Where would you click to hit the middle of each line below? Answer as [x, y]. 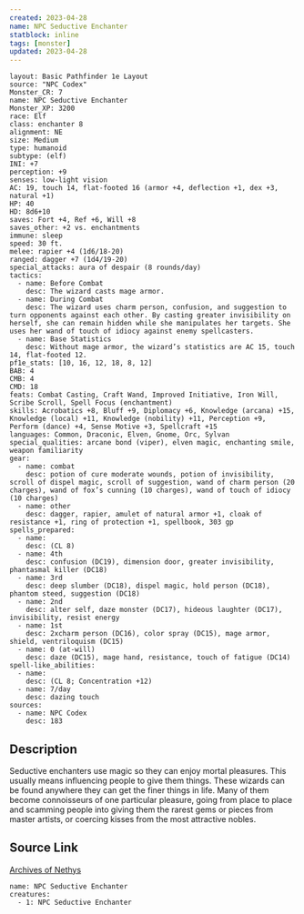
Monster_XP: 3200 [42, 109]
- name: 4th [41, 554]
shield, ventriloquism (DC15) [67, 642]
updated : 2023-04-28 [49, 52]
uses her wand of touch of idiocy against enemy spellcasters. [132, 331]
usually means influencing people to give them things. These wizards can [147, 780]
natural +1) [32, 196]
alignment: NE [36, 133]
